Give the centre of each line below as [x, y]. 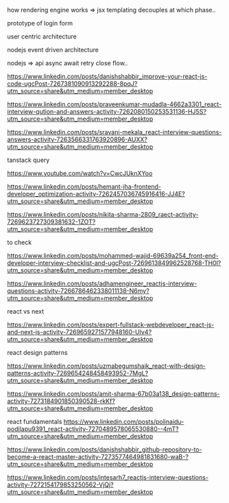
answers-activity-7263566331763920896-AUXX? [77, 139]
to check [20, 242]
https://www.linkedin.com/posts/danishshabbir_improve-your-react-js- [107, 76]
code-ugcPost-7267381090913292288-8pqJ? [72, 84]
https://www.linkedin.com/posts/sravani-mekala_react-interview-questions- [114, 132]
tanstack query [28, 160]
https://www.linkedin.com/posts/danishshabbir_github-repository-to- [105, 449]
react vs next [26, 311]
